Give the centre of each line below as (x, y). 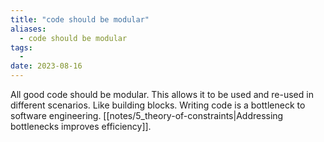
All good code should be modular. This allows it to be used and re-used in (162, 94)
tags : (21, 47)
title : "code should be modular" (80, 19)
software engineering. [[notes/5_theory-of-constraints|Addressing (147, 115)
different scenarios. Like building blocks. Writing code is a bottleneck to (158, 105)
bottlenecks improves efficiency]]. (81, 126)
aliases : (28, 29)
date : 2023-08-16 (46, 66)
